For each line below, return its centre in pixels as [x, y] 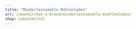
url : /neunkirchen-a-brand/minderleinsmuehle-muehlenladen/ [68, 14]
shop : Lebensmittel [25, 19]
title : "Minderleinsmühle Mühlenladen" [46, 10]
